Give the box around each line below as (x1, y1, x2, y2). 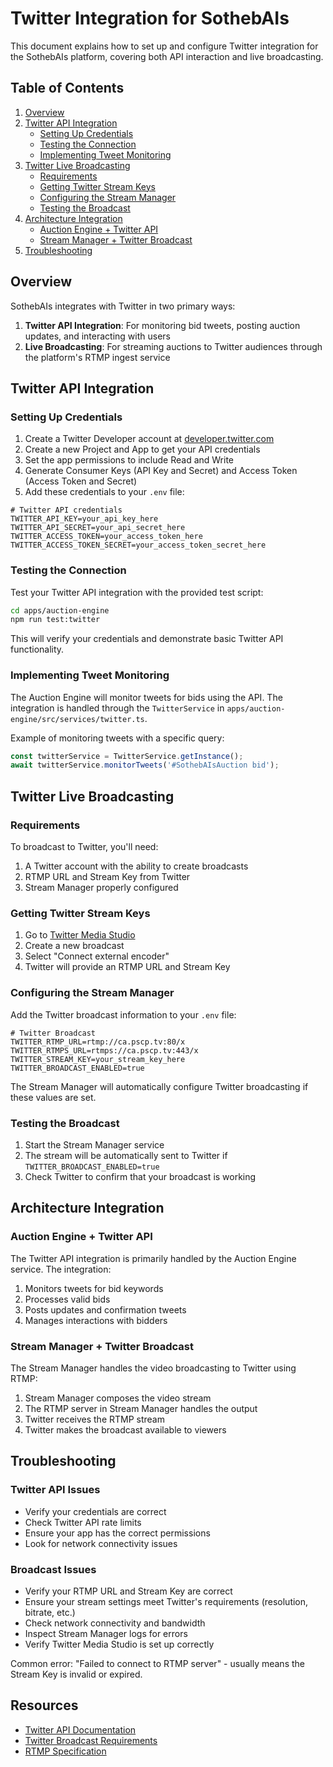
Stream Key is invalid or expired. (10, 1668, 143, 1680)
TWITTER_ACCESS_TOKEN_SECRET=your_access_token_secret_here (10, 540, 267, 551)
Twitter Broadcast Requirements (24, 1734, 158, 1746)
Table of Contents (10, 80, 125, 97)
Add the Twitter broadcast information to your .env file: (10, 1008, 237, 1021)
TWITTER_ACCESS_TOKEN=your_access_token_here (10, 532, 203, 542)
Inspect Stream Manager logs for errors (24, 1627, 188, 1639)
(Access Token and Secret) (24, 475, 138, 487)
